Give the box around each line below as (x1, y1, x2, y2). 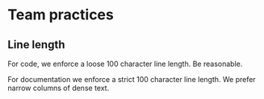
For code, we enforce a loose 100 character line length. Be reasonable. (7, 59, 243, 68)
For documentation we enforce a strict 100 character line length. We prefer (7, 75, 256, 84)
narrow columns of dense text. (7, 83, 110, 93)
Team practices (7, 6, 114, 24)
